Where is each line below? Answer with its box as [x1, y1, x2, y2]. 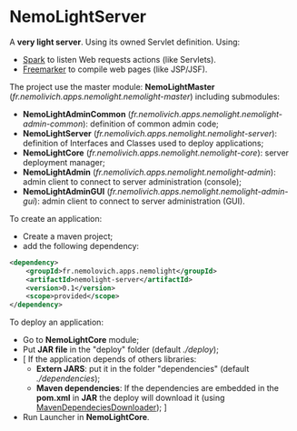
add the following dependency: [22, 240, 139, 251]
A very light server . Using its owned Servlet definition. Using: [9, 36, 241, 47]
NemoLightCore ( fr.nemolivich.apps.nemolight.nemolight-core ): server [22, 147, 289, 158]
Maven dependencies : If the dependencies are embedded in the [35, 383, 280, 394]
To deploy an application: [9, 316, 104, 328]
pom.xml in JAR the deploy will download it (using [35, 393, 225, 404]
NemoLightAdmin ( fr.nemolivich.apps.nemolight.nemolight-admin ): [22, 166, 276, 177]
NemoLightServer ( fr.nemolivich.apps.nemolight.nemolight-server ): [22, 127, 278, 138]
